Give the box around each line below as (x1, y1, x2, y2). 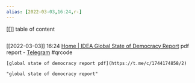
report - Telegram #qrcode (6, 49, 73, 56)
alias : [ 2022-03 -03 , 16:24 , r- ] (6, 8, 82, 15)
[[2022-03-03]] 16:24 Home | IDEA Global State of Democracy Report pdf (6, 42, 190, 49)
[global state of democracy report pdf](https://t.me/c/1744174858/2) (6, 60, 187, 66)
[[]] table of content (6, 25, 55, 32)
